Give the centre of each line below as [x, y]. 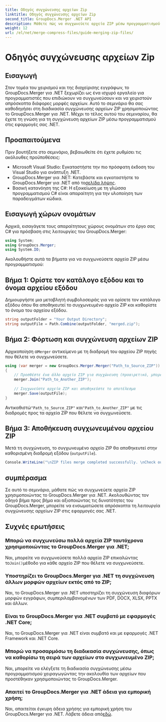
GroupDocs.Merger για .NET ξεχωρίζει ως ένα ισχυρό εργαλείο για [75, 93]
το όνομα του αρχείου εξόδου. [36, 310]
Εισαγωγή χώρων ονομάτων [51, 214]
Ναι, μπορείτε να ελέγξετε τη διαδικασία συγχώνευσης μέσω [68, 668]
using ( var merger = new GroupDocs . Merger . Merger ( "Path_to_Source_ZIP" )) [83, 366]
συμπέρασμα [26, 478]
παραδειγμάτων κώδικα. [37, 198]
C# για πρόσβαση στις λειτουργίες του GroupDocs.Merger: [66, 231]
